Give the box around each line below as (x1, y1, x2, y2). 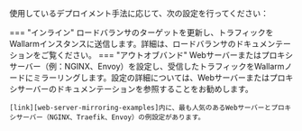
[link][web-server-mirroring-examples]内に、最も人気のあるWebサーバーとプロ (9, 103, 286, 112)
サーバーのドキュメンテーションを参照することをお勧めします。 (16, 84, 254, 94)
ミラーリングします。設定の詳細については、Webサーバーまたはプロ (32, 72, 286, 83)
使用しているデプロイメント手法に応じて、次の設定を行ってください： (9, 8, 269, 18)
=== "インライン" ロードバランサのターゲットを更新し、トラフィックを (9, 27, 274, 38)
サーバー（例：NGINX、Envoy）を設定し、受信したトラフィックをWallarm (9, 61, 285, 71)
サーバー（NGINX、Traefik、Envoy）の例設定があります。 (15, 113, 206, 122)
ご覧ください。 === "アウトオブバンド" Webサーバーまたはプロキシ (40, 50, 294, 61)
